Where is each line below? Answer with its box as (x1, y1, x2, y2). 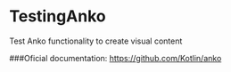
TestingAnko (9, 6, 106, 27)
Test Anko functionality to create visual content (9, 36, 183, 46)
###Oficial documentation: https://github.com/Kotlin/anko (9, 52, 222, 63)
